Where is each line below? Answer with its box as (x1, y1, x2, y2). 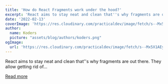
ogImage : (5, 40, 23, 45)
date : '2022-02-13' (5, 16, 46, 21)
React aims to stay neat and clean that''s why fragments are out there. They (5, 58, 161, 64)
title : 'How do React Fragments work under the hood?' (5, 7, 122, 12)
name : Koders (9, 30, 37, 35)
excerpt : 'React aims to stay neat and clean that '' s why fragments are (5, 12, 160, 17)
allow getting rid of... (5, 63, 47, 69)
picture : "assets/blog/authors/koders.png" (9, 35, 101, 40)
